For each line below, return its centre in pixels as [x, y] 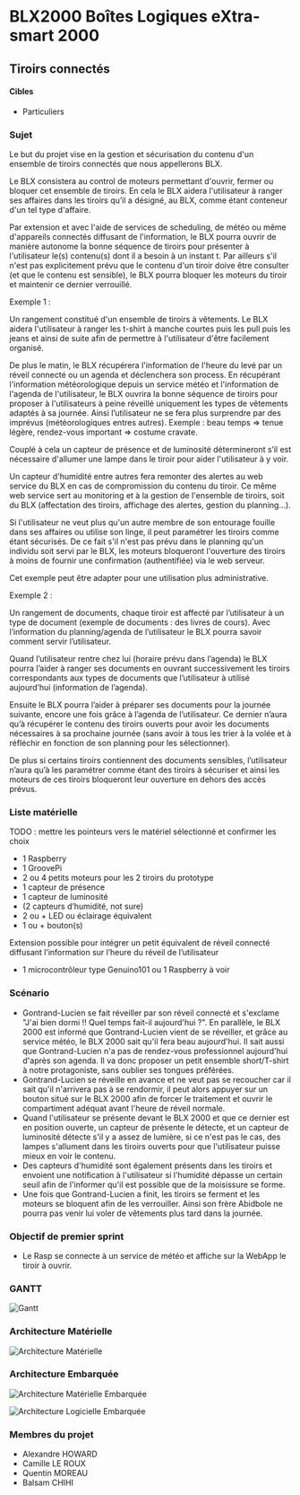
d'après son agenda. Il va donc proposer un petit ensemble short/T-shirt [155, 1060]
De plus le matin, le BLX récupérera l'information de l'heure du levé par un [146, 365]
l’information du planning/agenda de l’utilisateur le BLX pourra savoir [136, 632]
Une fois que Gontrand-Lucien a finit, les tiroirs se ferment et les [141, 1194]
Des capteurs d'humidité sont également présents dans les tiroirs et [147, 1165]
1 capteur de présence [64, 887]
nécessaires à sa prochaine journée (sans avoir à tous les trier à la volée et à [150, 734]
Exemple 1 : [30, 302]
